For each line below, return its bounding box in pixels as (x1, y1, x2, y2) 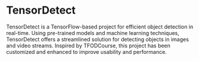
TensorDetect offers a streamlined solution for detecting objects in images (6, 36, 189, 43)
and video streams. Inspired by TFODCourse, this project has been (6, 42, 171, 49)
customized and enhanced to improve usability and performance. (6, 48, 167, 55)
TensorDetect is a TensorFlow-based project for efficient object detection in (6, 23, 194, 30)
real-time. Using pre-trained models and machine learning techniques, (6, 29, 180, 36)
